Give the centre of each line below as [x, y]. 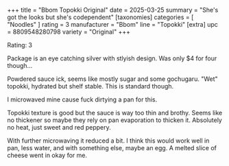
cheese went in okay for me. [47, 155]
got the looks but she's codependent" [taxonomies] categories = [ [100, 17]
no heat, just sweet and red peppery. [59, 127]
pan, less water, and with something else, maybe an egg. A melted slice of [112, 148]
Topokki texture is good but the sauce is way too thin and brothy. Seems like [115, 113]
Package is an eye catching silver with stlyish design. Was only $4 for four [112, 58]
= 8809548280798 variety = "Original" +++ [69, 32]
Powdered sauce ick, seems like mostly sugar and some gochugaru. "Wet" [112, 79]
